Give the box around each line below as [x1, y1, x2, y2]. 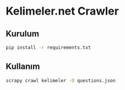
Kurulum [6, 29, 40, 39]
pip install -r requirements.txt [6, 44, 91, 50]
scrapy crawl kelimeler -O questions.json [6, 77, 116, 83]
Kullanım [6, 61, 40, 72]
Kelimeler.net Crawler [6, 4, 119, 18]
